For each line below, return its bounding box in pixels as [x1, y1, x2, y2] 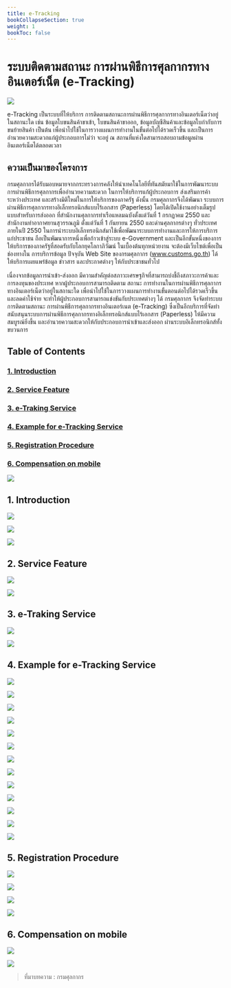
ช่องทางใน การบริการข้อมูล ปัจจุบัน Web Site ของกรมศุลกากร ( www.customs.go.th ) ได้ [7, 249, 219, 258]
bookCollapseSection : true [7, 17, 85, 23]
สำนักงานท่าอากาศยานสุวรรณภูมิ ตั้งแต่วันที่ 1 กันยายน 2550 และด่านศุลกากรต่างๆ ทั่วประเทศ [7, 218, 217, 227]
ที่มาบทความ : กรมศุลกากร [23, 973, 84, 981]
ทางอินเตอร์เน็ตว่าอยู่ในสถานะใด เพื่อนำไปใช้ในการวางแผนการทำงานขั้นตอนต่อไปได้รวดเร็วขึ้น [7, 287, 218, 295]
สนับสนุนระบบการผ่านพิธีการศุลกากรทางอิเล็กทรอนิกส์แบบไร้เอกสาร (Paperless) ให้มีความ [7, 310, 216, 318]
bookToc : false [7, 29, 51, 37]
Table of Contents [7, 346, 86, 358]
